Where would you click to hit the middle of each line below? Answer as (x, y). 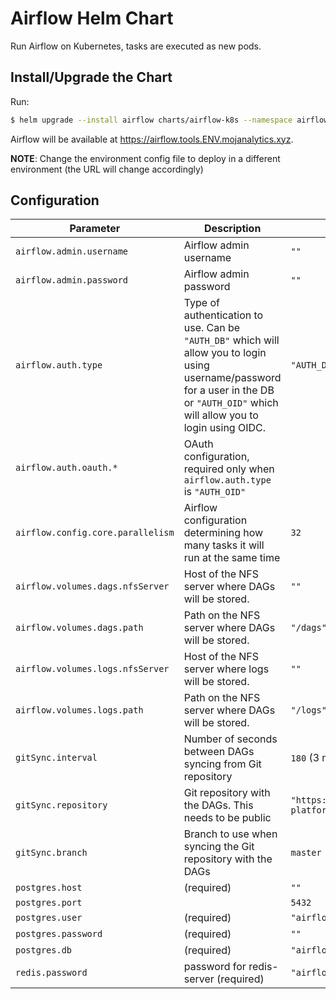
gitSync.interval (56, 758)
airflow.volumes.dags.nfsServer (92, 586)
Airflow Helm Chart (92, 18)
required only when (229, 469)
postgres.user (49, 918)
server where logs (226, 669)
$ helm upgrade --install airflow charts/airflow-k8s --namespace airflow (169, 120)
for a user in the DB (229, 390)
